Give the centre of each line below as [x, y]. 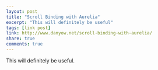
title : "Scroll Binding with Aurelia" [53, 17]
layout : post [22, 11]
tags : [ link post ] [28, 28]
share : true [20, 38]
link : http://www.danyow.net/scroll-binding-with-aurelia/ [79, 33]
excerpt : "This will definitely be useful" [60, 22]
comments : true [24, 44]
